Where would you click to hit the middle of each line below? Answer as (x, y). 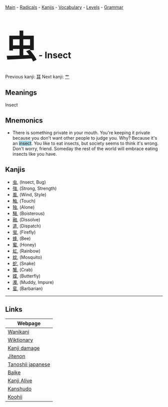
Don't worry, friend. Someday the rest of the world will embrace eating (85, 148)
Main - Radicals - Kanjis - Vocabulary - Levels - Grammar (64, 7)
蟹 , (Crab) (22, 270)
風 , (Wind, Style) (29, 195)
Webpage (29, 323)
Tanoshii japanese (29, 364)
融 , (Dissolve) (26, 220)
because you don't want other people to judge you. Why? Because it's (85, 138)
